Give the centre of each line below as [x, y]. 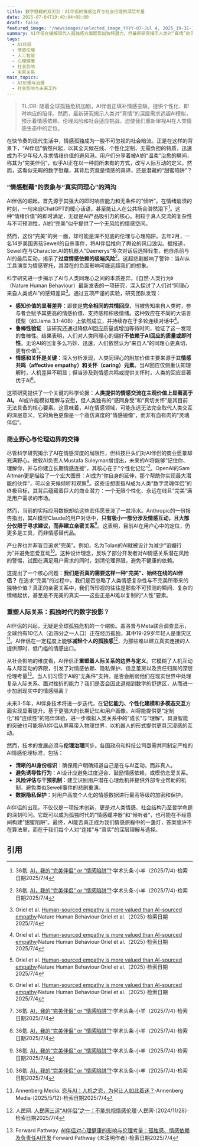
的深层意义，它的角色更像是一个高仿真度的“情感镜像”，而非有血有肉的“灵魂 [98, 415]
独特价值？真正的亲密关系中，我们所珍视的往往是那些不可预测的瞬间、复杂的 [100, 588]
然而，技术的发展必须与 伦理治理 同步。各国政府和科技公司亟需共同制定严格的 [100, 745]
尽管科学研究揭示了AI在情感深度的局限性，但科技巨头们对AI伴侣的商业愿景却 [99, 453]
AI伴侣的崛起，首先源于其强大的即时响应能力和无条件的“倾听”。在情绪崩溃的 [99, 201]
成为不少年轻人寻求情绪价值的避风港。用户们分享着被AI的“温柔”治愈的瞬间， [99, 155]
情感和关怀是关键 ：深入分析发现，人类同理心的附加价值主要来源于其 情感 [103, 358]
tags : [13, 39]
